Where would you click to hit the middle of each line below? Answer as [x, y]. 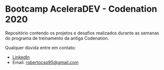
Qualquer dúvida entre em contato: [41, 47]
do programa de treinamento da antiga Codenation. [57, 38]
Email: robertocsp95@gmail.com [45, 62]
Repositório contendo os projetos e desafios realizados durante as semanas [82, 33]
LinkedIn [21, 57]
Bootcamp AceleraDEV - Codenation [81, 9]
